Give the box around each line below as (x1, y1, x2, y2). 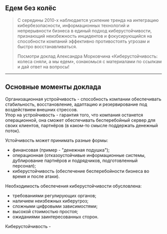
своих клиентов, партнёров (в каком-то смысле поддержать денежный (5, 122, 158, 128)
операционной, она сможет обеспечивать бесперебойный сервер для (5, 117, 156, 123)
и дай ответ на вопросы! (17, 64, 70, 70)
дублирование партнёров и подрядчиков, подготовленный (12, 157, 138, 163)
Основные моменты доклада (5, 83, 101, 91)
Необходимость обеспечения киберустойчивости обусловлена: (5, 183, 142, 189)
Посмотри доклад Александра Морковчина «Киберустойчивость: (17, 53, 158, 59)
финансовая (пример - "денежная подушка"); (12, 147, 110, 153)
